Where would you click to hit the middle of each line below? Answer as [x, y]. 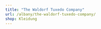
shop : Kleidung [21, 19]
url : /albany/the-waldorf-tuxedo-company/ [50, 14]
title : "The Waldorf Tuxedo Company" [45, 10]
